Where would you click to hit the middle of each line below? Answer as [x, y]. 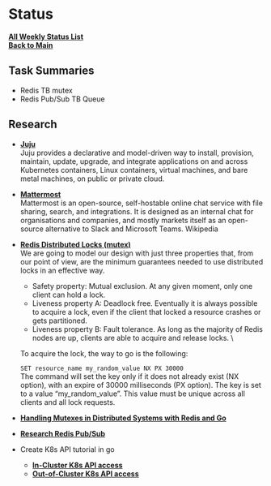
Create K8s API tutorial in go [67, 449]
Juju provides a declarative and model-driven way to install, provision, [137, 153]
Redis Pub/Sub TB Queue [62, 99]
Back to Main [31, 45]
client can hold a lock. [69, 295]
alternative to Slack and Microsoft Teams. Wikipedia [131, 229]
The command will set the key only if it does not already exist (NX [129, 376]
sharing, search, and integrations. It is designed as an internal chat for [137, 211]
